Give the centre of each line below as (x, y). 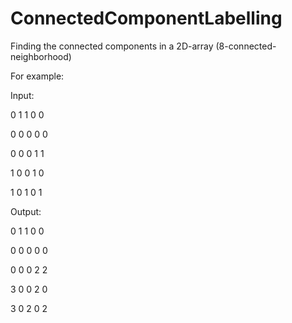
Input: (22, 95)
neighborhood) (41, 56)
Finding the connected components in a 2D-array (112, 46)
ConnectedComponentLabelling (146, 18)
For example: (37, 76)
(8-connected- (246, 46)
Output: (26, 211)
